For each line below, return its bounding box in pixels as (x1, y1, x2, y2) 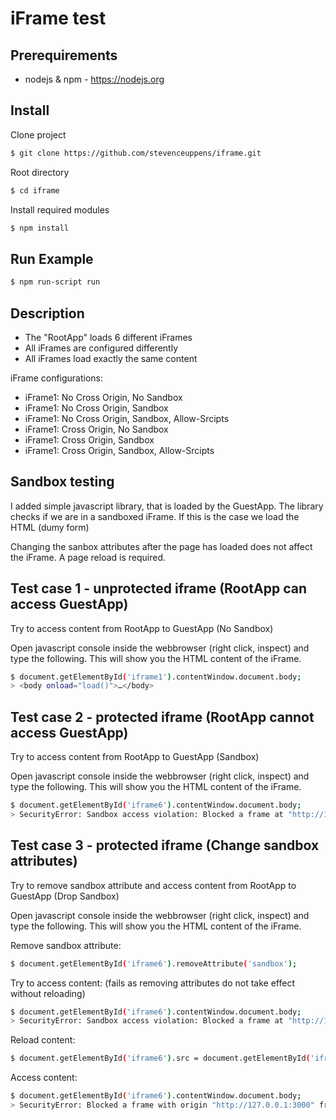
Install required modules (10, 203, 110, 216)
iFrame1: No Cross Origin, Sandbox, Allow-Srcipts (24, 412, 230, 424)
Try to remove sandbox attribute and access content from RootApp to (10, 879, 297, 891)
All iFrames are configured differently (24, 342, 179, 354)
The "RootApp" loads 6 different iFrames (24, 331, 193, 343)
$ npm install (10, 223, 70, 233)
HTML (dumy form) (10, 521, 90, 533)
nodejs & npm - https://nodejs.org (24, 73, 165, 85)
